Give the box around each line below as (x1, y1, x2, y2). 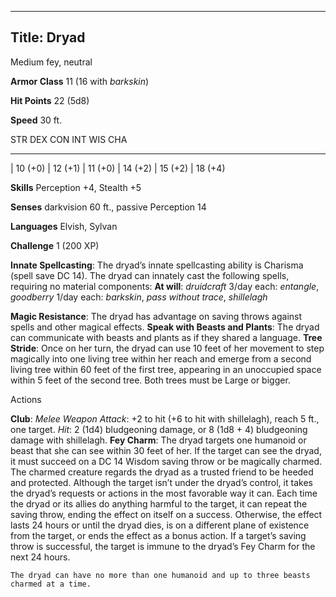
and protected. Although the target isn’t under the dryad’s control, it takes (10, 476, 313, 488)
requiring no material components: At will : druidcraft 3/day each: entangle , (10, 280, 320, 292)
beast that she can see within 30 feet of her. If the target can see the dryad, (10, 444, 322, 456)
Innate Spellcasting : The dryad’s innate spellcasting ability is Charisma (10, 259, 304, 271)
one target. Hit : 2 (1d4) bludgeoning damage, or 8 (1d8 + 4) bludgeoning (10, 423, 308, 435)
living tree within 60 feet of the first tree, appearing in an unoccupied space (10, 363, 322, 375)
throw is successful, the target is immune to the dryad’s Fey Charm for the (10, 540, 316, 552)
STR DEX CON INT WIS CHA (10, 133, 128, 145)
